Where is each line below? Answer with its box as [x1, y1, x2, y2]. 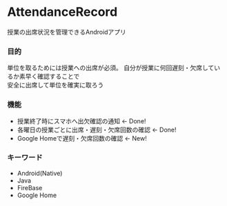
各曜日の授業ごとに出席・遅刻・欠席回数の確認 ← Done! [17, 125, 177, 134]
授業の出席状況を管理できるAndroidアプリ [7, 28, 126, 36]
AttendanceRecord [7, 4, 118, 20]
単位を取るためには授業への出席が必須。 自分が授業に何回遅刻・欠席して [7, 63, 215, 72]
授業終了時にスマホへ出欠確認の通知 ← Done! [17, 116, 146, 125]
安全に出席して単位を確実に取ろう [7, 81, 104, 90]
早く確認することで [25, 72, 80, 81]
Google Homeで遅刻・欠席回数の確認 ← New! [17, 134, 147, 142]
